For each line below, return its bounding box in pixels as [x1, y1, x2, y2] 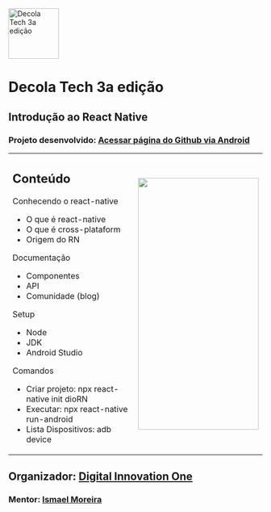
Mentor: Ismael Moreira [8, 493, 102, 505]
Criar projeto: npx [26, 384, 93, 395]
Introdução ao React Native [8, 110, 148, 124]
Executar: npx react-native [26, 404, 128, 415]
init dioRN [51, 393, 89, 405]
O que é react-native [26, 214, 106, 225]
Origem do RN [26, 234, 80, 246]
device [26, 434, 52, 445]
